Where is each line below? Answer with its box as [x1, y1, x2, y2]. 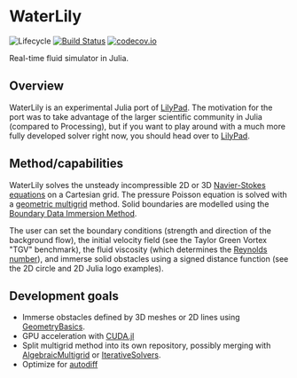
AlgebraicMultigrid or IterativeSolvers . [21, 350, 161, 360]
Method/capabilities [9, 156, 124, 171]
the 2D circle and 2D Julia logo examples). [9, 263, 164, 273]
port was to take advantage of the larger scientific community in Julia [9, 111, 263, 122]
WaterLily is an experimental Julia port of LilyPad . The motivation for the [9, 102, 273, 113]
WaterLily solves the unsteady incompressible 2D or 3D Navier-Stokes [9, 179, 266, 190]
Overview [9, 78, 65, 94]
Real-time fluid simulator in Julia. [9, 52, 129, 63]
